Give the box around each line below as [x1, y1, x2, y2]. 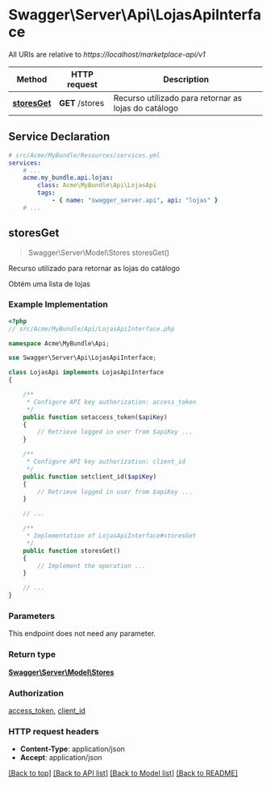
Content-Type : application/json [19, 744, 125, 754]
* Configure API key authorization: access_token [26, 398, 197, 406]
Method [16, 73, 48, 85]
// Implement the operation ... [37, 562, 147, 570]
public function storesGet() [23, 546, 121, 554]
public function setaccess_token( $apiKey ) [23, 413, 168, 421]
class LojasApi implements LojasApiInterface [8, 369, 164, 377]
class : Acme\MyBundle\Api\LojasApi [37, 182, 157, 190]
